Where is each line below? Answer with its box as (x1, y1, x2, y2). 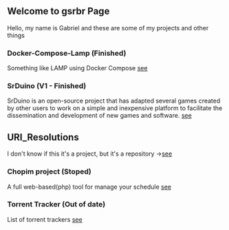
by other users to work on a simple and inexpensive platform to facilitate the (7, 104, 223, 112)
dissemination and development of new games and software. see (7, 112, 193, 120)
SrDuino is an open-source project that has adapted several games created (7, 96, 221, 105)
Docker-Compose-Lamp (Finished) (7, 48, 127, 58)
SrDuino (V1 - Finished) (7, 81, 87, 91)
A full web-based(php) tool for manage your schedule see (7, 182, 172, 191)
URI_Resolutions (7, 131, 79, 143)
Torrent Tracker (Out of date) (7, 200, 106, 209)
